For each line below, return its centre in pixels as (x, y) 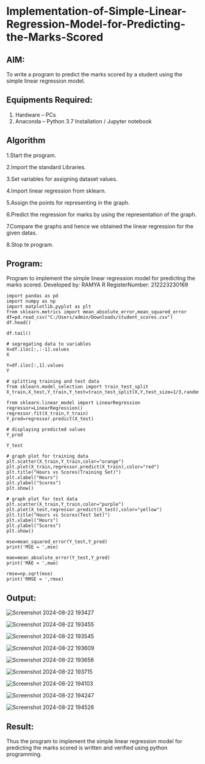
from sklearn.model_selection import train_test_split (77, 387)
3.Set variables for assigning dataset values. (62, 179)
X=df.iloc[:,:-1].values (38, 349)
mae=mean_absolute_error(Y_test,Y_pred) (59, 558)
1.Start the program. (31, 155)
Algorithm (26, 141)
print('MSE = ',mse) (33, 547)
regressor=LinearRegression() (45, 408)
